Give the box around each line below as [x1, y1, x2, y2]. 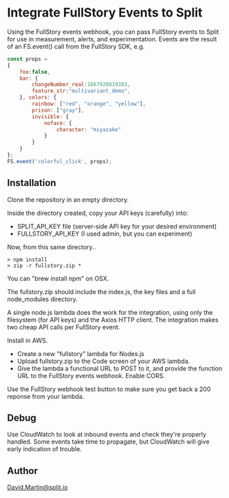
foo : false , [19, 68, 51, 75]
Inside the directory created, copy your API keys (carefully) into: [7, 209, 188, 217]
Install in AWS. [7, 336, 48, 344]
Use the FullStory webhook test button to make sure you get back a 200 [7, 384, 211, 393]
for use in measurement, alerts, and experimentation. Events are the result [7, 34, 217, 43]
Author [7, 465, 38, 477]
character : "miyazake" [56, 126, 122, 133]
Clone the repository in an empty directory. [7, 195, 129, 204]
